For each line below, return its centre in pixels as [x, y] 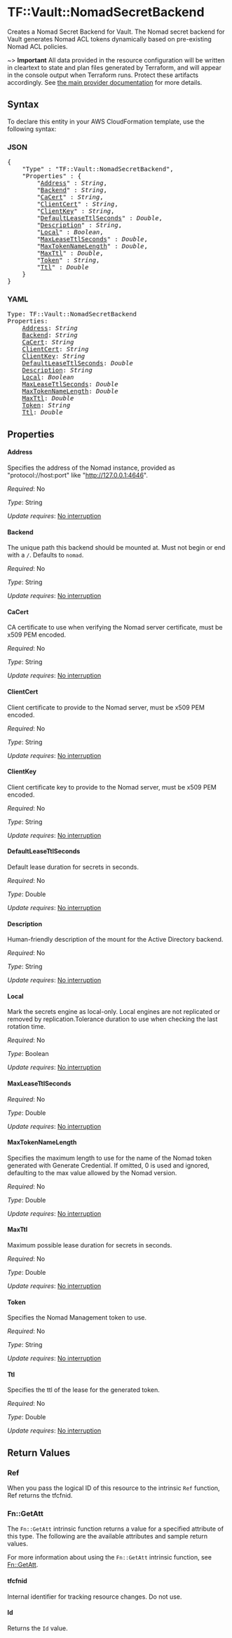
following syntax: [32, 129]
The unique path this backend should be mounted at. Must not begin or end [116, 548]
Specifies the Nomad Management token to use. [77, 1318]
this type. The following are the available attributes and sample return [108, 1536]
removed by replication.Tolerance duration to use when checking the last [112, 1019]
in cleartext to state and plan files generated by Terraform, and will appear [115, 67]
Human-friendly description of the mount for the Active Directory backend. [115, 940]
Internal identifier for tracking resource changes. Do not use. [95, 1597]
